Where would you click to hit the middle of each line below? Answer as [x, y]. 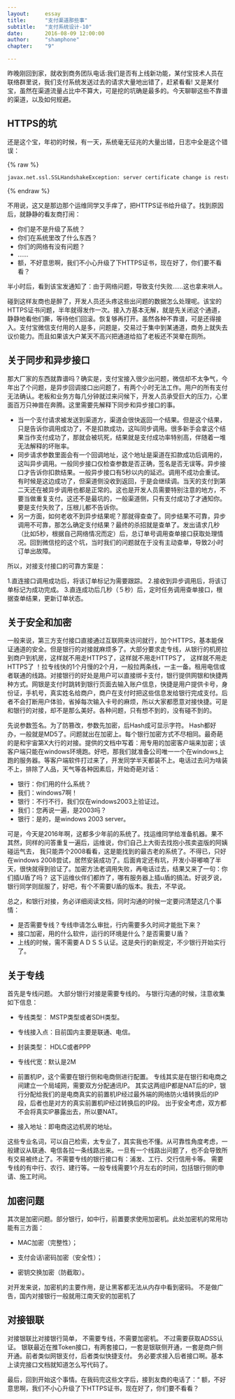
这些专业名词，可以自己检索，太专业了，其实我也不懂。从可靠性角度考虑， [114, 1141]
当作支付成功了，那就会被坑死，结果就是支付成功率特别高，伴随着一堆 [124, 437]
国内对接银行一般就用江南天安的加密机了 [78, 1295]
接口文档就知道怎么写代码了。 [69, 1364]
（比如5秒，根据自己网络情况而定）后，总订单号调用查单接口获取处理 [117, 534]
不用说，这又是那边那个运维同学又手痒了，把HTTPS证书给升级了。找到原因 [115, 205]
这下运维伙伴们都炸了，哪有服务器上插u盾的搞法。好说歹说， [138, 878]
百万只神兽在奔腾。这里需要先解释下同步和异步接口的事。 [96, 405]
